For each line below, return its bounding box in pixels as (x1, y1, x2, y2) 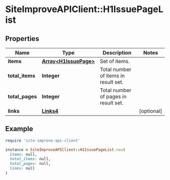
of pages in (100, 93, 127, 100)
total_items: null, (10, 156, 51, 162)
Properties (5, 34, 39, 43)
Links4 (41, 107, 59, 114)
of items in (100, 72, 125, 79)
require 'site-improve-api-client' (5, 138, 80, 143)
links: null (10, 166, 35, 171)
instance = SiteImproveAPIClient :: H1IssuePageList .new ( (5, 147, 125, 152)
